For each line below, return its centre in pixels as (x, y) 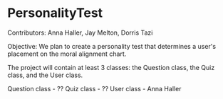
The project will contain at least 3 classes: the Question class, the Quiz (111, 67)
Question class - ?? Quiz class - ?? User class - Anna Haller (94, 88)
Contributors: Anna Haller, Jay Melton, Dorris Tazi (80, 33)
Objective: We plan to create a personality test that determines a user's (111, 46)
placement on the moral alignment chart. (67, 54)
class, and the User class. (45, 75)
